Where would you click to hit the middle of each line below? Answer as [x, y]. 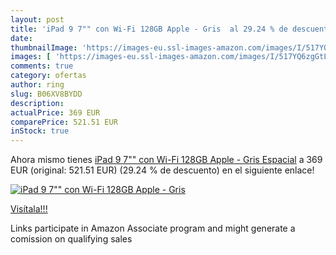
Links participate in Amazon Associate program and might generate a [153, 228]
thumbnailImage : [44, 47]
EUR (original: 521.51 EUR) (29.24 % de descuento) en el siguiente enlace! [162, 170]
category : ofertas [48, 76]
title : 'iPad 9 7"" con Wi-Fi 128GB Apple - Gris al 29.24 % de [149, 29]
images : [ [31, 57]
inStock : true [40, 131]
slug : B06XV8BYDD [46, 94]
